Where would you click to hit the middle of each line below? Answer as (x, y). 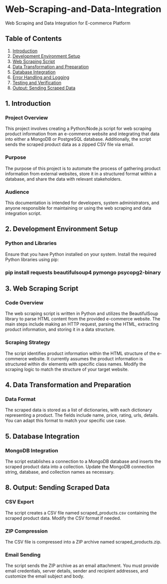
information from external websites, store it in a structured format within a (81, 174)
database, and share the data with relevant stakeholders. (64, 179)
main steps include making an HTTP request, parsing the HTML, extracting (82, 324)
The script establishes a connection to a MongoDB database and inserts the (83, 461)
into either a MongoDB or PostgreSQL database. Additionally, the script (78, 139)
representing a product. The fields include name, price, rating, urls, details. (82, 415)
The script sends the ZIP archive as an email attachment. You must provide (82, 566)
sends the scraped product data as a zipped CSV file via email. (70, 145)
